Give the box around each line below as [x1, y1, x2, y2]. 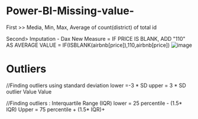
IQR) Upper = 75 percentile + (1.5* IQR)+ [6, 105, 105, 113]
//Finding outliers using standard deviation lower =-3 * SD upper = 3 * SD [6, 82, 186, 89]
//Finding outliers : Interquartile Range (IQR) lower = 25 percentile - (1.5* [6, 99, 183, 107]
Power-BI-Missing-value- [6, 4, 135, 18]
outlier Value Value [6, 88, 52, 95]
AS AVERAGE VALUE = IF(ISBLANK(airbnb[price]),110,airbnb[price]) [6, 41, 170, 49]
